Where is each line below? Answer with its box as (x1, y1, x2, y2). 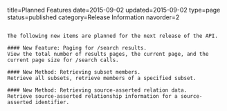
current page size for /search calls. (7, 57, 119, 63)
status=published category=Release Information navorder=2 (7, 13, 180, 21)
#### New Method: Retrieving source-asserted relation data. (7, 87, 188, 94)
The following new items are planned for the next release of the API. (7, 32, 218, 39)
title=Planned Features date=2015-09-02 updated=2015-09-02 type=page (7, 6, 221, 14)
